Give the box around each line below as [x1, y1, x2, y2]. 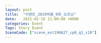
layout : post [5, 7, 32, 12]
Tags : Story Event [5, 26, 43, 31]
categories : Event [5, 21, 43, 26]
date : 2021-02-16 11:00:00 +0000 [5, 16, 79, 21]
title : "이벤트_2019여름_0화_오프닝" [5, 12, 76, 17]
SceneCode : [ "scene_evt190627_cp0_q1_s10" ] [5, 30, 97, 35]
